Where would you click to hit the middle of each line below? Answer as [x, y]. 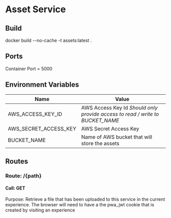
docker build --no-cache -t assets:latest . [49, 40]
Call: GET [15, 188]
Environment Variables [42, 85]
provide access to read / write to [120, 114]
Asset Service [36, 9]
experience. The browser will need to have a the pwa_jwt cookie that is [80, 205]
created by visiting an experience [40, 210]
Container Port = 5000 [29, 69]
